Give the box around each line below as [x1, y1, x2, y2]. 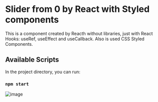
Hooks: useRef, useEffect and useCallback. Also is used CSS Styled [5, 36, 145, 42]
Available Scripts [5, 56, 59, 64]
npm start [5, 81, 29, 87]
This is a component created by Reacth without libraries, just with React [5, 30, 153, 36]
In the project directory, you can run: [5, 69, 80, 75]
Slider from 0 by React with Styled [5, 3, 150, 15]
